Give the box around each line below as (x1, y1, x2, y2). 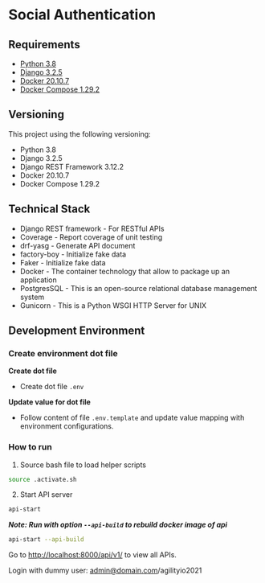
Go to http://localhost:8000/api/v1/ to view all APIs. (8, 550, 177, 560)
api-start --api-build (8, 536, 84, 544)
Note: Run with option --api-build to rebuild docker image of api (8, 520, 227, 530)
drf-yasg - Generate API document (19, 240, 136, 250)
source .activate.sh (8, 475, 78, 483)
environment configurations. (19, 421, 114, 431)
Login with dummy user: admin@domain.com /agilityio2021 (8, 565, 202, 576)
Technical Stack (8, 203, 91, 216)
